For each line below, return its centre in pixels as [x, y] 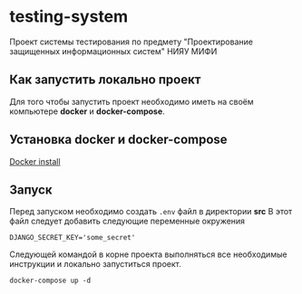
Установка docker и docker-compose [119, 140]
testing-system [69, 17]
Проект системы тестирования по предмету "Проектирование [132, 42]
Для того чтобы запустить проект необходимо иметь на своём [132, 101]
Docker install [35, 161]
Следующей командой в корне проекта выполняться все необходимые [148, 254]
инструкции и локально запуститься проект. [95, 264]
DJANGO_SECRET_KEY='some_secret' [73, 238]
